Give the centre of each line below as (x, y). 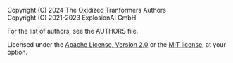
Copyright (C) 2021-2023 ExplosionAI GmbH (72, 17)
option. (18, 52)
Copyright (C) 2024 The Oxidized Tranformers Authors (87, 10)
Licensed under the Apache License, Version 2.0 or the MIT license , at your (117, 44)
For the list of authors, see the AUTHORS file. (73, 31)
